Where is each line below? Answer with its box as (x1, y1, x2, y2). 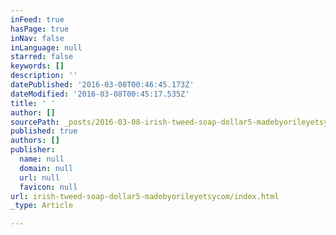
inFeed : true (10, 14, 65, 25)
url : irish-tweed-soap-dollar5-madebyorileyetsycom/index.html (10, 191, 280, 201)
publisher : (10, 145, 56, 155)
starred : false (10, 52, 74, 62)
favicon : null (19, 182, 78, 192)
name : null (19, 154, 65, 164)
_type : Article (10, 201, 74, 211)
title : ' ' (10, 98, 56, 108)
